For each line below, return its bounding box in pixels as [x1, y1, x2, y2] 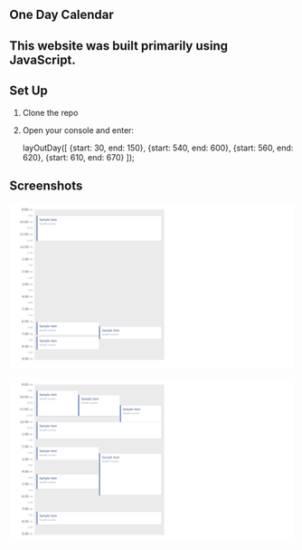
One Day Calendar [9, 7, 115, 23]
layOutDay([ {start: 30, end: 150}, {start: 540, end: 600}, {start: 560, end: [22, 142, 294, 153]
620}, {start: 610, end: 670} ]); [22, 151, 136, 162]
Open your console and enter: [22, 124, 134, 135]
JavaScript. [9, 52, 77, 67]
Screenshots [9, 178, 83, 193]
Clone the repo [22, 107, 79, 118]
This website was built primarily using [9, 38, 229, 53]
